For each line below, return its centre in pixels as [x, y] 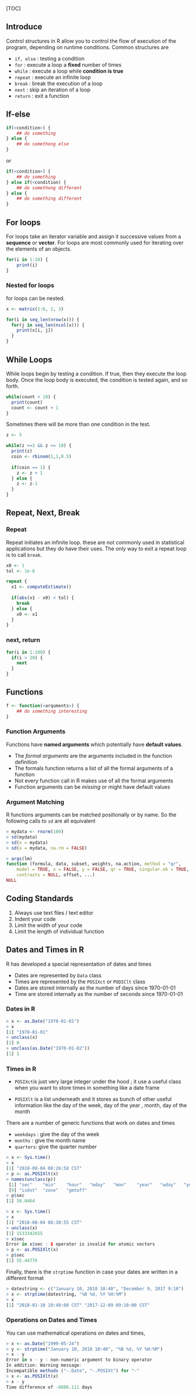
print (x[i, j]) [35, 330]
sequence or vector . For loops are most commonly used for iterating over [95, 242]
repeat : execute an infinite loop [53, 77]
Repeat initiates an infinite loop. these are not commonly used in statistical [95, 542]
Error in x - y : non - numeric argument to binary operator [79, 1360]
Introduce [24, 27]
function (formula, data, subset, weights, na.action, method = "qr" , [94, 864]
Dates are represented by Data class [58, 975]
